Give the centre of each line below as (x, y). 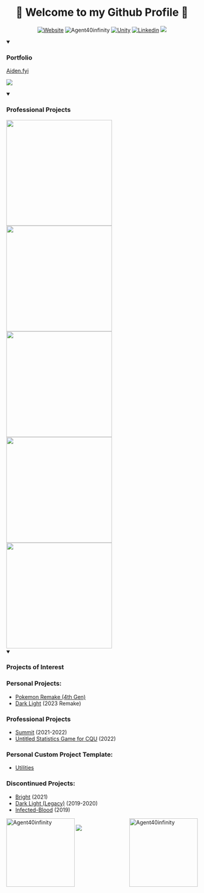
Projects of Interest (35, 667)
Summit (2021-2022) (41, 732)
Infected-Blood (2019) (43, 810)
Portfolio (19, 57)
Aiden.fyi (18, 71)
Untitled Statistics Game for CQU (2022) (66, 739)
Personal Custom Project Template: (60, 754)
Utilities (25, 768)
